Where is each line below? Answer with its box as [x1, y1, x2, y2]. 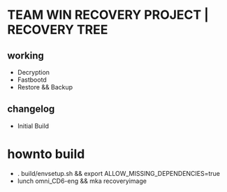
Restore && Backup [17, 83, 73, 91]
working [7, 50, 44, 61]
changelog [7, 103, 55, 115]
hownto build [7, 147, 85, 162]
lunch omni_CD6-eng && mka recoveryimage [17, 177, 147, 185]
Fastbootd [17, 75, 47, 84]
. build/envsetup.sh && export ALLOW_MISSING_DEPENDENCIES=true [17, 169, 221, 177]
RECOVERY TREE [7, 22, 108, 38]
